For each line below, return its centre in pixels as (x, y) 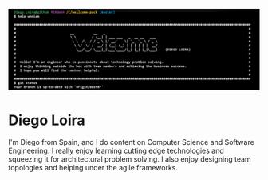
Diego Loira (47, 120)
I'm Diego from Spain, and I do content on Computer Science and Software (132, 142)
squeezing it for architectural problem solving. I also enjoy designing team (130, 159)
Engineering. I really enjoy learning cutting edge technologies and (116, 151)
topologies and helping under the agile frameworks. (93, 168)
